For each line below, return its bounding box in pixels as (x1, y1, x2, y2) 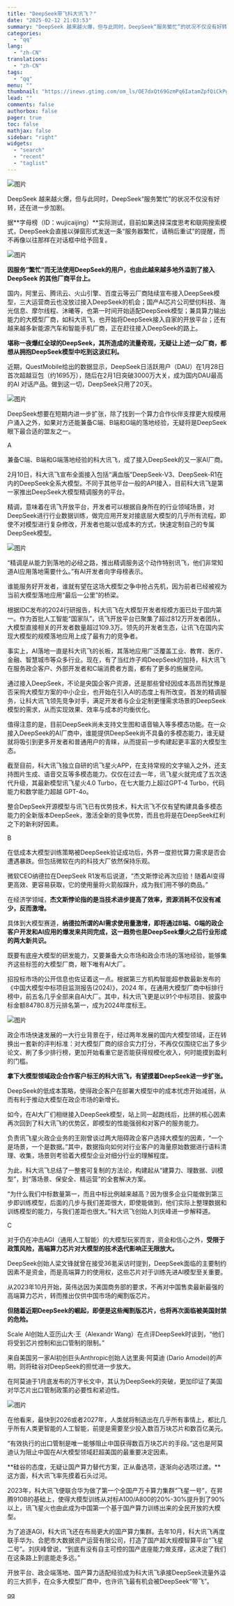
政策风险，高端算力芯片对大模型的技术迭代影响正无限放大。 (7, 1244, 178, 1252)
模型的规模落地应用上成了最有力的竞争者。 (19, 632, 141, 640)
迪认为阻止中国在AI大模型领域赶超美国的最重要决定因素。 (7, 1447, 172, 1456)
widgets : (7, 140, 33, 147)
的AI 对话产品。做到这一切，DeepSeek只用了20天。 (7, 379, 156, 388)
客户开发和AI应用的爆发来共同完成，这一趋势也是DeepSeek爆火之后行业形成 (7, 927, 227, 936)
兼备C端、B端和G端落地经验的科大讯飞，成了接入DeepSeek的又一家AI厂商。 (7, 455, 227, 463)
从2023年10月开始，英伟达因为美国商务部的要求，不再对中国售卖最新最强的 (7, 1282, 224, 1291)
